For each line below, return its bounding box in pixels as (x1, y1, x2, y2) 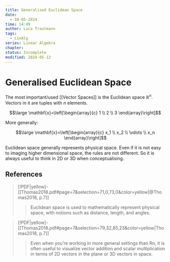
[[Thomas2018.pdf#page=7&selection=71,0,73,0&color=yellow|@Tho (17, 189, 162, 195)
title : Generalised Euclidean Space (5, 7, 83, 13)
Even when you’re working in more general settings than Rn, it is (30, 240, 165, 246)
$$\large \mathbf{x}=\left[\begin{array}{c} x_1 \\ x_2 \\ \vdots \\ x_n (15, 129, 155, 135)
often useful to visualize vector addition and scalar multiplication (30, 245, 165, 251)
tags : (5, 31, 17, 36)
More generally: (5, 119, 39, 125)
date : (5, 12, 17, 17)
